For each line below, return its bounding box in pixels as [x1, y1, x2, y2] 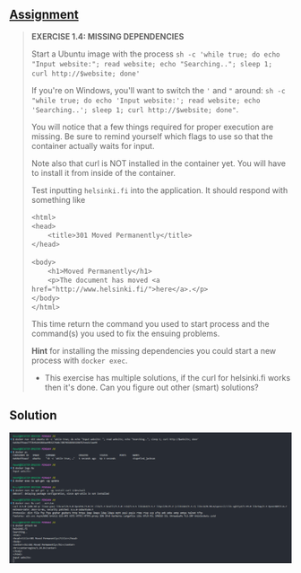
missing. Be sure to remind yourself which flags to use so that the [30, 130, 273, 142]
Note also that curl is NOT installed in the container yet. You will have [30, 157, 287, 169]
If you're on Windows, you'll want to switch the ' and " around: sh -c [30, 84, 286, 95]
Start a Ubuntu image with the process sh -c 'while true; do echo [30, 48, 280, 59]
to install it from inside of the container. [30, 167, 176, 178]
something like [30, 194, 86, 205]
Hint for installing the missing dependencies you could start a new [30, 345, 277, 356]
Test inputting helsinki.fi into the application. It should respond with [30, 184, 288, 196]
